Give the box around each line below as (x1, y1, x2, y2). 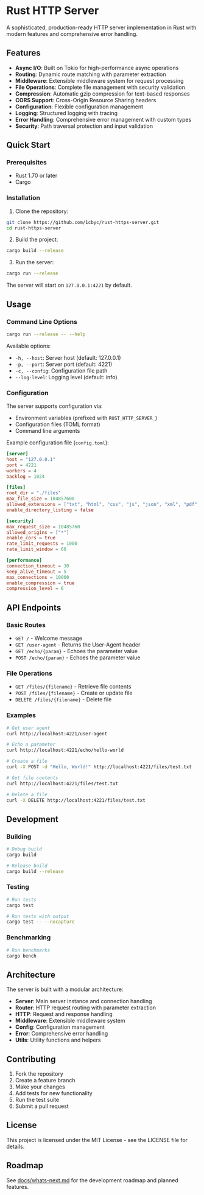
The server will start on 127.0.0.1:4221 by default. (6, 281, 132, 289)
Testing (6, 883, 29, 891)
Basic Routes (6, 620, 46, 629)
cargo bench (6, 953, 37, 959)
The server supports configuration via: (6, 402, 103, 410)
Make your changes (15, 1083, 65, 1090)
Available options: (6, 342, 51, 349)
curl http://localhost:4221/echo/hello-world (6, 747, 124, 754)
